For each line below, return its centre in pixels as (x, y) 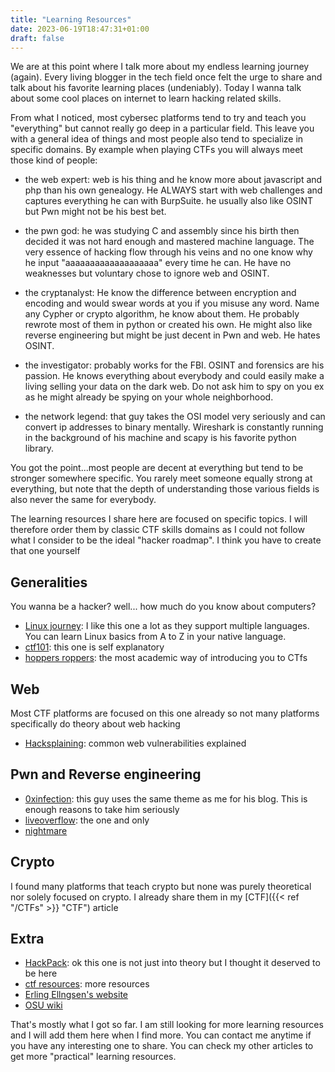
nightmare (46, 830)
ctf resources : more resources (87, 984)
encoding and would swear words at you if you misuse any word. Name (172, 303)
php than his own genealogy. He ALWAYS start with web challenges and (173, 190)
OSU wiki (43, 1005)
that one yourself (45, 551)
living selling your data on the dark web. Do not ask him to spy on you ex (174, 387)
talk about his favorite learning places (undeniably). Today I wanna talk (156, 88)
